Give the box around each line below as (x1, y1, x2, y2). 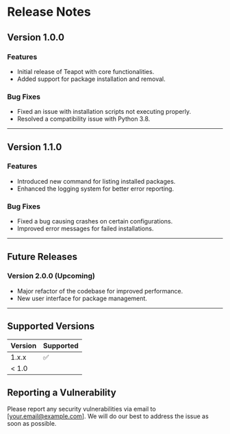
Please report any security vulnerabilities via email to (7, 405, 156, 413)
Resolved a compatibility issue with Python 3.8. (16, 114, 151, 123)
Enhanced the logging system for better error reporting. (16, 184, 175, 193)
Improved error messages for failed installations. (16, 224, 154, 233)
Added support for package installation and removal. (16, 75, 166, 83)
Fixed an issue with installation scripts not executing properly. (16, 108, 192, 116)
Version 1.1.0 (7, 141, 62, 153)
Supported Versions (7, 320, 94, 333)
